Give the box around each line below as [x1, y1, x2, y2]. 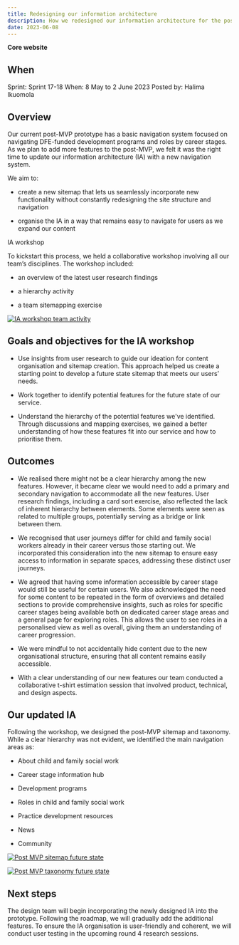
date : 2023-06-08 [7, 24, 59, 31]
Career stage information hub [17, 771, 105, 779]
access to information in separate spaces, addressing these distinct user [17, 556, 231, 565]
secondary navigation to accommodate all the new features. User [17, 489, 210, 498]
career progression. [17, 630, 76, 639]
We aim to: [7, 174, 39, 182]
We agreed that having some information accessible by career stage [17, 578, 218, 586]
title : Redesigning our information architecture [7, 10, 158, 18]
